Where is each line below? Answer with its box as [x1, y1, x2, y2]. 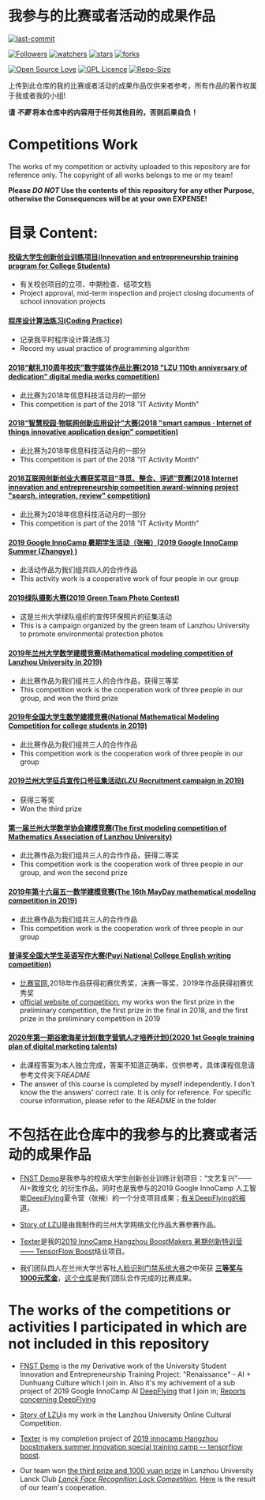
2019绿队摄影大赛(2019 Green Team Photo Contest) [8, 593, 180, 602]
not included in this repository [8, 1335, 210, 1353]
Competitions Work [8, 136, 139, 154]
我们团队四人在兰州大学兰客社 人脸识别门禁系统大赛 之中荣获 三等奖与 [19, 1263, 243, 1272]
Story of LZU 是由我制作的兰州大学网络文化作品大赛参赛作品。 [19, 1219, 221, 1229]
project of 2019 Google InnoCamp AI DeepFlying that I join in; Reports [19, 1386, 246, 1396]
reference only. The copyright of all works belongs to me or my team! [8, 170, 233, 179]
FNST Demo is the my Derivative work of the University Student [19, 1361, 227, 1370]
